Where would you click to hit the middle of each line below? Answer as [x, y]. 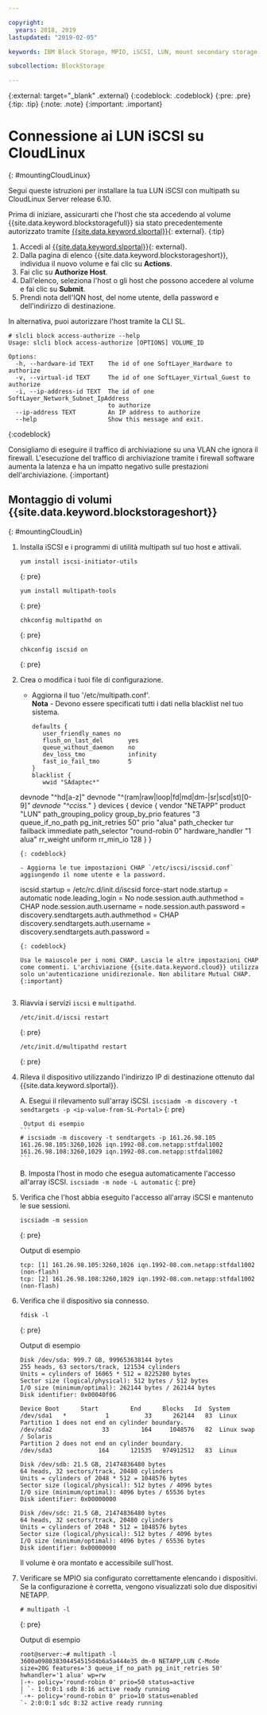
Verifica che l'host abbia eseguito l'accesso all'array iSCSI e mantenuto [137, 1197]
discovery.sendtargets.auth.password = [85, 931]
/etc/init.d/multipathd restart [73, 1047]
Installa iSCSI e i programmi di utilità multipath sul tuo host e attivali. [131, 546]
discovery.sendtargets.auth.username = [85, 923]
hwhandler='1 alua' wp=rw [62, 1675]
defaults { [50, 726]
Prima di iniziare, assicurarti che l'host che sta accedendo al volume [120, 215]
